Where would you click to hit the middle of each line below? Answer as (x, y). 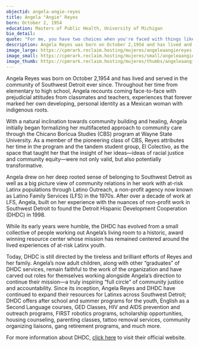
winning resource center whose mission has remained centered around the (98, 238)
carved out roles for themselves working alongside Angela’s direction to (94, 275)
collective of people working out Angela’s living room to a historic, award (95, 233)
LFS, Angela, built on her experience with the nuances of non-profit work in (98, 202)
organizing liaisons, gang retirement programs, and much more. (84, 326)
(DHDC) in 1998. (26, 215)
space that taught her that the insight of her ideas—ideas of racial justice (95, 152)
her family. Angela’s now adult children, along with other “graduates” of (93, 263)
